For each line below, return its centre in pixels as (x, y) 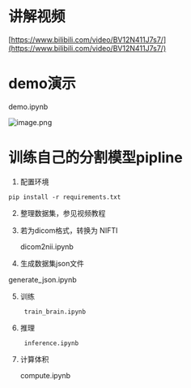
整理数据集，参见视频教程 (63, 213)
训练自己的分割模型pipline (96, 158)
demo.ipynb (28, 106)
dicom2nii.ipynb (47, 246)
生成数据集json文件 (52, 263)
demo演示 (42, 84)
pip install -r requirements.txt (65, 197)
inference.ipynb (51, 343)
